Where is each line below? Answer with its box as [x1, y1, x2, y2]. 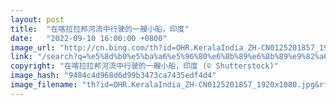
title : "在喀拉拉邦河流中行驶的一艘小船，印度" [10, 24, 190, 34]
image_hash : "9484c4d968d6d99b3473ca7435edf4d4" [10, 71, 217, 81]
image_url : [10, 42, 56, 53]
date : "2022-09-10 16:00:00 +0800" [10, 33, 168, 43]
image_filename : [10, 80, 78, 90]
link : [10, 52, 33, 62]
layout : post [10, 14, 65, 25]
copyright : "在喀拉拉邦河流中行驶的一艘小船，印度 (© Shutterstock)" [10, 61, 279, 71]
